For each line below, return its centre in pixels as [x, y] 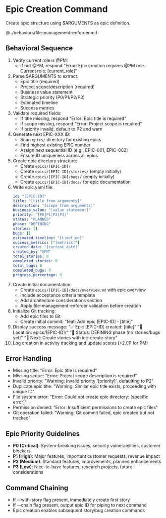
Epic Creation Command [57, 9]
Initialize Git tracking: [34, 311]
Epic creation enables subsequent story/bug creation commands [79, 510]
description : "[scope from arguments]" [54, 206]
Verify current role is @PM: [40, 60]
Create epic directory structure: [45, 161]
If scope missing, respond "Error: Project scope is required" [81, 123]
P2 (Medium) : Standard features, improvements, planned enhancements [87, 462]
